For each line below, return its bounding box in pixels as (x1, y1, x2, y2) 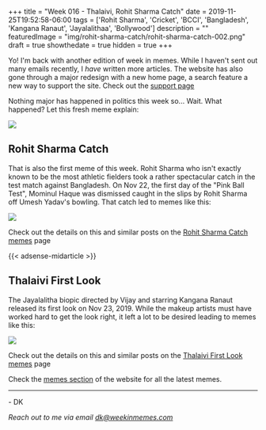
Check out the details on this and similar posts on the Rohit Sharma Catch (8, 227, 249, 237)
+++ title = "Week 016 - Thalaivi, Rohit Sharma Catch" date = (8, 7, 207, 16)
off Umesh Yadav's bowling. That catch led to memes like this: (8, 197, 211, 207)
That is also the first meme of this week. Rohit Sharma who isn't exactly (8, 163, 241, 173)
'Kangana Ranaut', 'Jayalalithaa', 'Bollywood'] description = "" (8, 24, 209, 32)
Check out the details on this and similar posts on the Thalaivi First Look (8, 350, 243, 360)
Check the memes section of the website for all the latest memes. (8, 374, 222, 383)
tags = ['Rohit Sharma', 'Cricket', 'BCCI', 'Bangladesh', (73, 15, 249, 25)
